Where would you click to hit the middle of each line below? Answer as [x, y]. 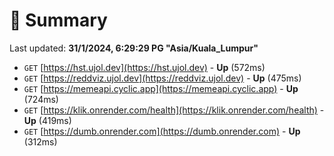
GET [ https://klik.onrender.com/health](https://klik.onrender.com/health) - [174, 110]
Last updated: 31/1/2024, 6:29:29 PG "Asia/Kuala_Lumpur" [134, 48]
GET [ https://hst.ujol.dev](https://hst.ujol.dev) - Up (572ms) [144, 67]
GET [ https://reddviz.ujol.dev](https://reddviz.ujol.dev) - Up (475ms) [162, 78]
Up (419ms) [47, 120]
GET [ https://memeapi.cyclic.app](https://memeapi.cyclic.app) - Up [161, 88]
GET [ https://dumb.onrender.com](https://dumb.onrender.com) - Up [162, 131]
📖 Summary [58, 20]
